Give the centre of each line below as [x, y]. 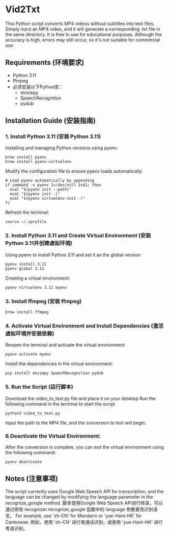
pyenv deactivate [24, 462]
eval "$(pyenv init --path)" [41, 190]
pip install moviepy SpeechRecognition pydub [54, 373]
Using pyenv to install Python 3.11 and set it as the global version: [73, 254]
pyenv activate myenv [28, 354]
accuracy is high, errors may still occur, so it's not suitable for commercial [83, 40]
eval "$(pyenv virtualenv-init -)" [48, 199]
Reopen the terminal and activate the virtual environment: [65, 345]
